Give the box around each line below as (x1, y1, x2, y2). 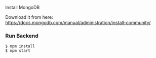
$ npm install (5, 44, 35, 49)
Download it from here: (5, 14, 53, 20)
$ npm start (5, 48, 30, 53)
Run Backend (5, 32, 39, 39)
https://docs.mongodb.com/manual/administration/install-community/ (5, 20, 151, 25)
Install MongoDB (5, 5, 40, 10)
